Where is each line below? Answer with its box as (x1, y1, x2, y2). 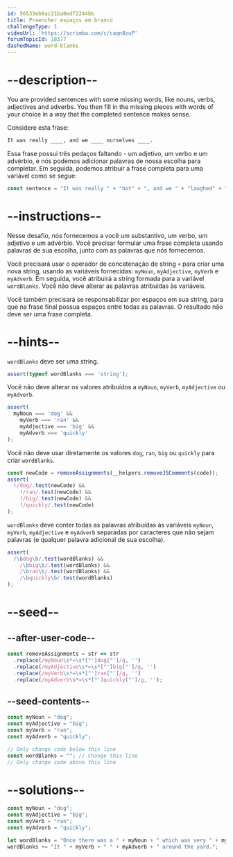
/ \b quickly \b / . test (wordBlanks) (19, 575, 113, 582)
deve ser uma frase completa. (7, 309, 93, 318)
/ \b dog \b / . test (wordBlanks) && (13, 555, 104, 562)
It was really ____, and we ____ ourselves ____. (7, 137, 154, 144)
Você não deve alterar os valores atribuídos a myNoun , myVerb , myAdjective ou (7, 383, 225, 391)
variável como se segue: (7, 171, 78, 180)
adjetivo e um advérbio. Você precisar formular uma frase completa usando (7, 239, 223, 247)
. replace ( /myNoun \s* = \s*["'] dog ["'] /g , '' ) (13, 656, 141, 663)
